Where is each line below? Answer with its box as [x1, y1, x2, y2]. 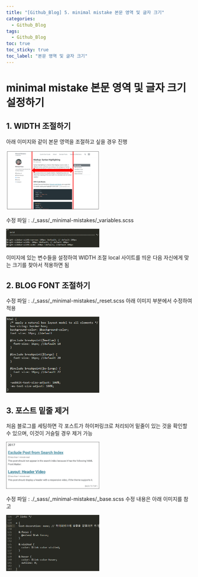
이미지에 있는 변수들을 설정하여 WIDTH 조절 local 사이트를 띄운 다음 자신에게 [6, 254, 183, 261]
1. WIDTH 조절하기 [6, 121, 71, 131]
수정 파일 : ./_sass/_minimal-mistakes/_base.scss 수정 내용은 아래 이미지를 [6, 495, 183, 502]
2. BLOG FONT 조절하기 [6, 281, 90, 291]
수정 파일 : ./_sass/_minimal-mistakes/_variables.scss [6, 217, 134, 224]
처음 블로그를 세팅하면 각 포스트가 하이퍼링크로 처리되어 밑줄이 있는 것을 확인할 [6, 422, 188, 429]
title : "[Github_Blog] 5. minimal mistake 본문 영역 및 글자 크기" [6, 9, 164, 15]
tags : [6, 28, 20, 34]
